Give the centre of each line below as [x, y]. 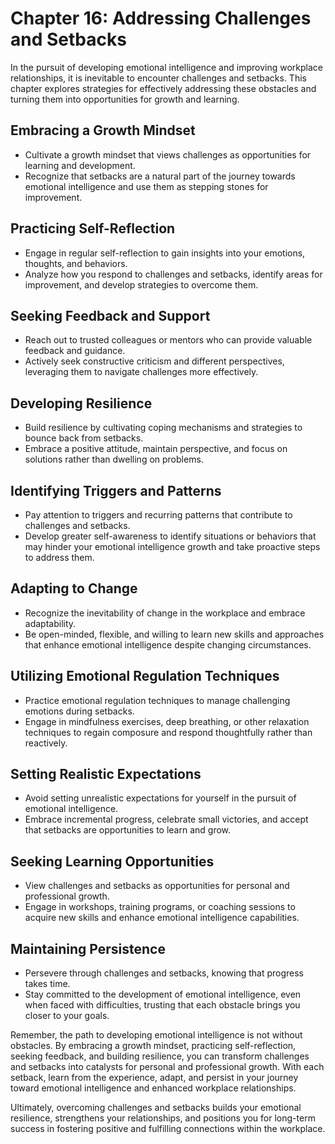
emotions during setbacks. [79, 711]
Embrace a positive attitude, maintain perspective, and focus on [156, 449]
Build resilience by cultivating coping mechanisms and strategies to [163, 428]
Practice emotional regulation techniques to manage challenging [157, 700]
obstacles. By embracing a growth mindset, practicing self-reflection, [153, 1046]
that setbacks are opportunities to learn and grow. [128, 830]
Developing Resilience [81, 403]
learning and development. [80, 165]
